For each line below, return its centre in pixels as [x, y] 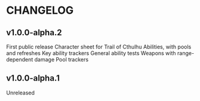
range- [186, 53]
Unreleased [20, 93]
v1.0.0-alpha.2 [34, 33]
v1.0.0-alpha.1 [33, 78]
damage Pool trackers [61, 59]
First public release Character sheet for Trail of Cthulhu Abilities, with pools [99, 47]
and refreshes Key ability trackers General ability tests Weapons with [91, 53]
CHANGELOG [40, 10]
